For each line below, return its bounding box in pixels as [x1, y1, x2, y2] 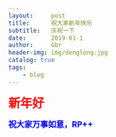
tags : [8, 64, 26, 72]
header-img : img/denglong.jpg [8, 49, 109, 57]
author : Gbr [8, 41, 62, 49]
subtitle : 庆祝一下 [8, 26, 75, 34]
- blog [22, 71, 44, 79]
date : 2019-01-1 [8, 33, 83, 42]
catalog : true [8, 57, 56, 65]
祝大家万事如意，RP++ [8, 119, 94, 130]
